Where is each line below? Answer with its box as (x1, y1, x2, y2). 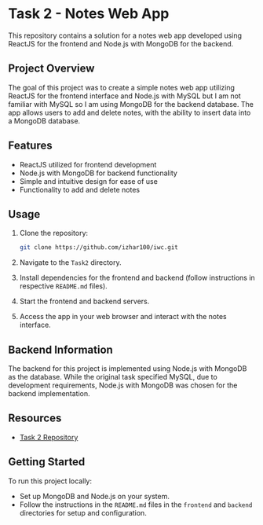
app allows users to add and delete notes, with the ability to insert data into (8, 108, 251, 117)
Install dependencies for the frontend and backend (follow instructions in (19, 273, 255, 283)
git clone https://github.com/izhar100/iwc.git (19, 244, 178, 251)
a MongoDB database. (8, 116, 81, 126)
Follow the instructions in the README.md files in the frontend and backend (19, 500, 253, 509)
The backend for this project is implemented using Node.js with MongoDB (8, 364, 247, 373)
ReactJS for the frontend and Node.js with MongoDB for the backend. (8, 39, 234, 48)
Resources (8, 412, 62, 425)
